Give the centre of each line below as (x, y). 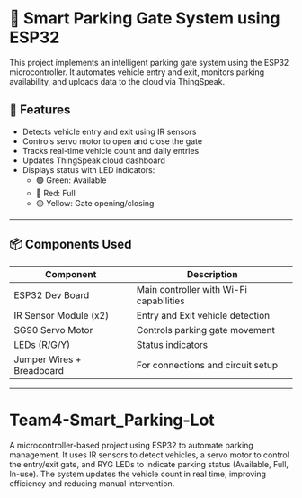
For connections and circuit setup (207, 365)
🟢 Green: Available (71, 180)
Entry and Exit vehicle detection (203, 315)
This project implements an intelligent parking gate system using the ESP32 (149, 62)
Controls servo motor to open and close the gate (112, 141)
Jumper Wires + (48, 359)
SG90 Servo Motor (53, 330)
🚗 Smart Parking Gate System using (145, 18)
